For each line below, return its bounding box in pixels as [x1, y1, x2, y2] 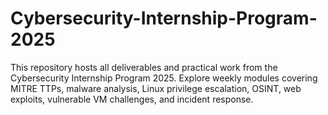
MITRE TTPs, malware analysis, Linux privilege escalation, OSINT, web [10, 82, 302, 94]
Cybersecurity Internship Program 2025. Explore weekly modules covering [10, 72, 318, 84]
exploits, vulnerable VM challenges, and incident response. [10, 93, 254, 105]
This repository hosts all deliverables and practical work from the [10, 61, 278, 73]
